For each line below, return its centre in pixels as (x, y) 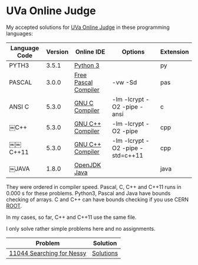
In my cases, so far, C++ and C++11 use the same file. (71, 217)
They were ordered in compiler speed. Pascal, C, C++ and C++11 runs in (94, 187)
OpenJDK (88, 165)
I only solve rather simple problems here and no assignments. (81, 228)
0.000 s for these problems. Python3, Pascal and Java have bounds (88, 193)
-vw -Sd (124, 82)
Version (57, 51)
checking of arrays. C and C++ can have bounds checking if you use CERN (98, 199)
